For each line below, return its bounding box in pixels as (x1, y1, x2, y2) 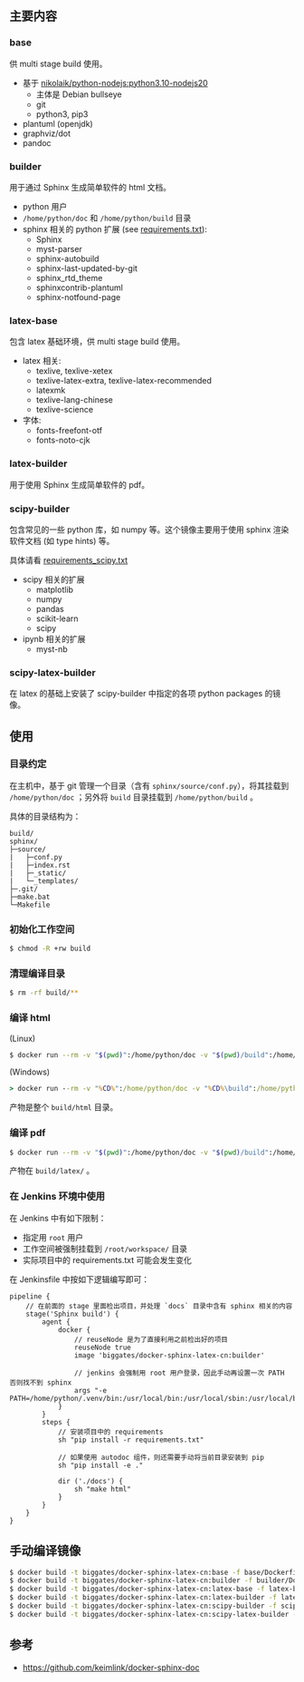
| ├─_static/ (9, 869, 67, 878)
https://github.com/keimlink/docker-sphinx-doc (22, 1662, 200, 1673)
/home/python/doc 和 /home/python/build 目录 (22, 212, 192, 223)
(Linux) (9, 1033, 36, 1044)
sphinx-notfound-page (35, 291, 121, 302)
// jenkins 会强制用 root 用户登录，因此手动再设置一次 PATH (73, 1368, 285, 1377)
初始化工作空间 (9, 923, 75, 936)
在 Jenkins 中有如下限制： (9, 1212, 107, 1223)
